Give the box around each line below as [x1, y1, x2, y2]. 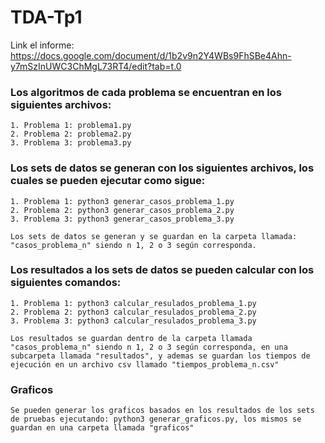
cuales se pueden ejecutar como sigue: [10, 174, 206, 188]
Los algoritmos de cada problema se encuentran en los [10, 85, 282, 99]
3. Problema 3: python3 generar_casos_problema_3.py [10, 214, 235, 224]
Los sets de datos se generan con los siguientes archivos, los [10, 161, 315, 175]
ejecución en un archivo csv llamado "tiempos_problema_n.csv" [10, 359, 280, 370]
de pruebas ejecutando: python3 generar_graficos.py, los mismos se [10, 414, 302, 425]
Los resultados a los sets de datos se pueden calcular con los [10, 263, 315, 277]
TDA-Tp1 [10, 6, 83, 29]
